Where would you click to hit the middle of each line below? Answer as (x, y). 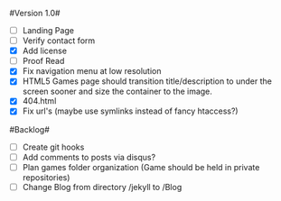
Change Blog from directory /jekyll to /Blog (102, 187)
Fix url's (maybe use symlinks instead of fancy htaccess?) (130, 111)
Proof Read (43, 61)
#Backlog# (29, 129)
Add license (45, 51)
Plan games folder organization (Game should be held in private (141, 167)
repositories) (46, 177)
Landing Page (48, 30)
